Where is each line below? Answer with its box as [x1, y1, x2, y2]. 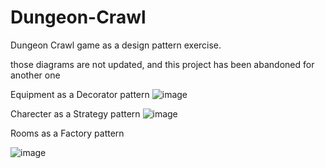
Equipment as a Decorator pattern [10, 88, 150, 100]
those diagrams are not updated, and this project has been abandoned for [10, 58, 315, 70]
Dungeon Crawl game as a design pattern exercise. [10, 39, 222, 51]
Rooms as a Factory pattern [10, 127, 125, 139]
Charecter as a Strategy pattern [10, 107, 141, 120]
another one [10, 69, 61, 81]
